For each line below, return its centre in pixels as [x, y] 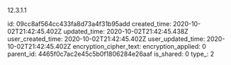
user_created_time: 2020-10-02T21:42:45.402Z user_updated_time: [106, 39]
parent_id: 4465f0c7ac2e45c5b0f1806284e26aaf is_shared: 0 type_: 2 [111, 54]
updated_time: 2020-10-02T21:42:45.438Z [126, 31]
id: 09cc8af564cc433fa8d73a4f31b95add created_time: [90, 24]
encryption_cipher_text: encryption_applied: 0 [140, 46]
